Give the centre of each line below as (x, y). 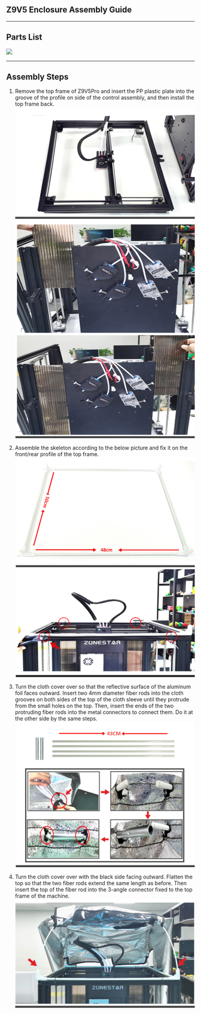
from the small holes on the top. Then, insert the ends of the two (94, 706)
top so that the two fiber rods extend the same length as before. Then (101, 883)
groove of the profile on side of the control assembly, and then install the (104, 98)
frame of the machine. (42, 896)
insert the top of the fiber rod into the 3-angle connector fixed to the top (103, 890)
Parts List (24, 37)
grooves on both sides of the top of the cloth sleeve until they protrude (102, 699)
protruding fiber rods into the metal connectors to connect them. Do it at (104, 712)
